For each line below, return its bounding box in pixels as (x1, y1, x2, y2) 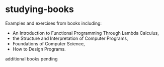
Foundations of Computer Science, (12, 40, 85, 46)
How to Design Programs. (12, 46, 66, 52)
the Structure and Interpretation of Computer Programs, (12, 35, 128, 41)
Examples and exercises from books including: (5, 20, 102, 26)
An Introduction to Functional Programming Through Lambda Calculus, (12, 30, 159, 36)
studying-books (5, 4, 74, 15)
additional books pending (5, 55, 58, 61)
